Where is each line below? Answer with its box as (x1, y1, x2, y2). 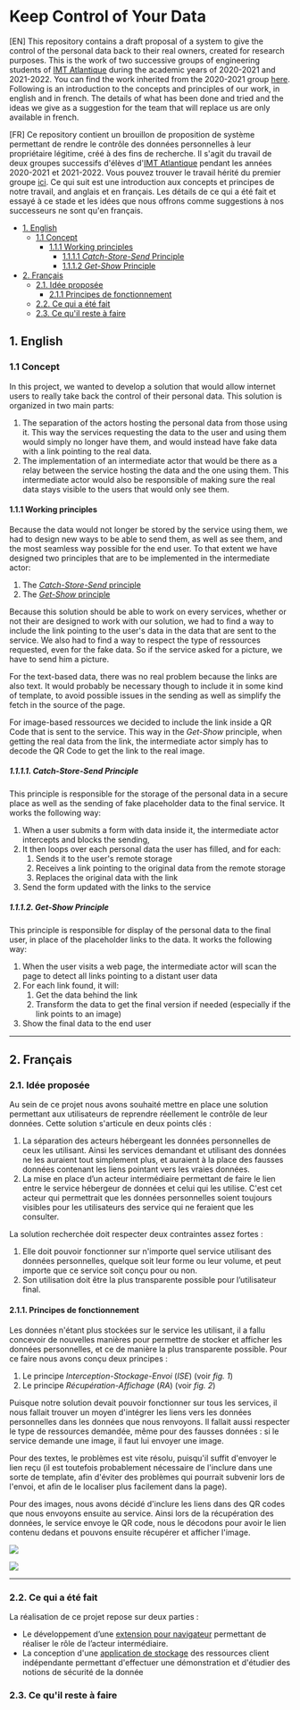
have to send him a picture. (9, 653, 110, 664)
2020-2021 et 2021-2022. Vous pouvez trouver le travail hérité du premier (9, 167, 281, 178)
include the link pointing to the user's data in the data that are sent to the (9, 625, 277, 636)
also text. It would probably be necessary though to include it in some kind (9, 680, 284, 691)
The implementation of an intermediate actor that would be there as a (21, 455, 278, 466)
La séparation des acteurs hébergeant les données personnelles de (21, 1135, 271, 1146)
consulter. (21, 1211, 60, 1222)
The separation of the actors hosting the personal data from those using (21, 417, 288, 428)
